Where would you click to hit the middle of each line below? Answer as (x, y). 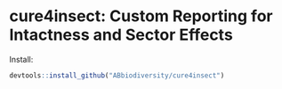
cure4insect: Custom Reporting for (141, 16)
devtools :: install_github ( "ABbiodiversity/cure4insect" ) (117, 75)
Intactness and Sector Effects (121, 35)
